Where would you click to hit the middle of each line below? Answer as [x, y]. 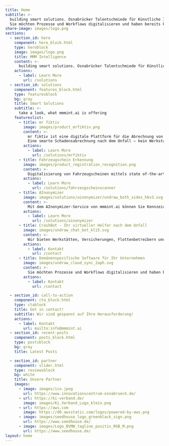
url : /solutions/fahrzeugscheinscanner [74, 188]
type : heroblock [31, 47]
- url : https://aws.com [44, 408]
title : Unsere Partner [38, 379]
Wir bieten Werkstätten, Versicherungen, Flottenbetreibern [92, 239]
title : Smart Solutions [39, 104]
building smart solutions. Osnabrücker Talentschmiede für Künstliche [85, 19]
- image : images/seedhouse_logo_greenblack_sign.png [75, 417]
